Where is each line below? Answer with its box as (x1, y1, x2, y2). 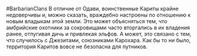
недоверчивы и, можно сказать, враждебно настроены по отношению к (6, 11, 191, 18)
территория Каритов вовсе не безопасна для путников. (6, 43, 148, 50)
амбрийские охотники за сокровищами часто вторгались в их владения (6, 24, 190, 31)
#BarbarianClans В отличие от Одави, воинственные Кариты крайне (6, 5, 179, 12)
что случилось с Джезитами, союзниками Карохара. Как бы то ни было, (6, 37, 191, 43)
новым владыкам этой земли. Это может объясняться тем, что (6, 18, 168, 24)
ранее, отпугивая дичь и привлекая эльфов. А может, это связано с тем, (6, 30, 192, 38)
